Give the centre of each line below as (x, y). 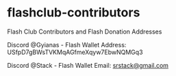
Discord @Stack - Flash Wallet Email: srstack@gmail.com (88, 65)
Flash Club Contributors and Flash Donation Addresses (85, 31)
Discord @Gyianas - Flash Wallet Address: (67, 45)
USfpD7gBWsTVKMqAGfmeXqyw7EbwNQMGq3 (75, 52)
